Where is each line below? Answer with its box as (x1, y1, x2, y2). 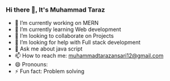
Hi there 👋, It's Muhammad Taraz (6, 5, 106, 14)
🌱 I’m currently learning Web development (14, 26, 122, 33)
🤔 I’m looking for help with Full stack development (14, 39, 141, 46)
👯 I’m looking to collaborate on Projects (14, 32, 114, 40)
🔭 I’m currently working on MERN (14, 19, 99, 27)
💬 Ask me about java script (14, 45, 83, 52)
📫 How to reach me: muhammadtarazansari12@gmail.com (14, 52, 164, 60)
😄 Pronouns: (14, 61, 48, 68)
